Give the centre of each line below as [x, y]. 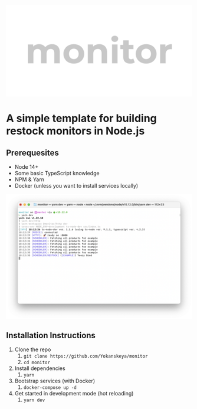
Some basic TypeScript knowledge [57, 174]
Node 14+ [27, 167]
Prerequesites [32, 153]
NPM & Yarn [29, 179]
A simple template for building [82, 118]
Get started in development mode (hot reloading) [74, 394]
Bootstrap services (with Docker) [55, 381]
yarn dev [34, 400]
